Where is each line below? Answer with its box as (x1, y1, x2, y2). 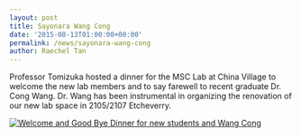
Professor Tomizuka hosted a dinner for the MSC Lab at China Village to (9, 71, 277, 82)
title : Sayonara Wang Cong (9, 22, 111, 31)
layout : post (9, 13, 59, 23)
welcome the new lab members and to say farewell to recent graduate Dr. (9, 81, 282, 92)
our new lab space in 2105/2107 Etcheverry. (9, 100, 171, 111)
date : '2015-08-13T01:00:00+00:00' (9, 30, 143, 39)
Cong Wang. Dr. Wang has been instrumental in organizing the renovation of (9, 91, 293, 102)
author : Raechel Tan (9, 47, 87, 56)
